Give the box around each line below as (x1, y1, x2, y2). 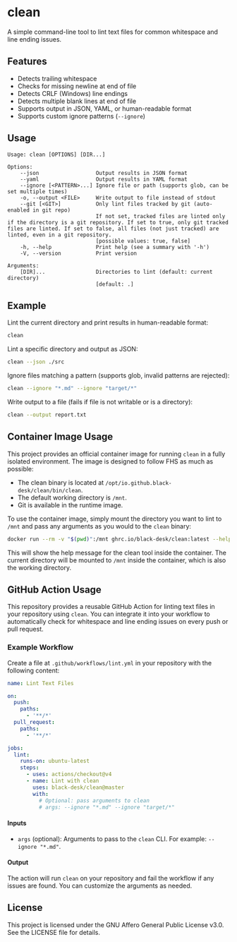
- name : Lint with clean (25, 778, 99, 785)
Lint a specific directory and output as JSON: (7, 345, 138, 354)
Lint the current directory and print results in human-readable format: (7, 318, 209, 327)
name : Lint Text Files (7, 680, 74, 687)
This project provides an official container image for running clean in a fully (7, 449, 226, 458)
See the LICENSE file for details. (7, 928, 101, 936)
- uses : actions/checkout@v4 (25, 771, 112, 778)
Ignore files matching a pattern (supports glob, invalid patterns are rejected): (7, 371, 230, 380)
